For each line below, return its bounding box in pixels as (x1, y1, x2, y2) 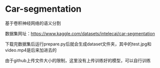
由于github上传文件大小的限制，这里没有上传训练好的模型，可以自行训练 (5, 57, 151, 63)
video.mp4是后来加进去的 (5, 47, 57, 53)
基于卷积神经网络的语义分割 (5, 20, 61, 26)
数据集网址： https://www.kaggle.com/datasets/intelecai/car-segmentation (5, 30, 155, 36)
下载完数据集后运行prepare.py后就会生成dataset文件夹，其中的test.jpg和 (5, 41, 152, 47)
